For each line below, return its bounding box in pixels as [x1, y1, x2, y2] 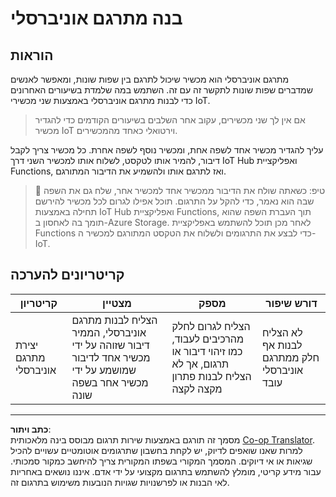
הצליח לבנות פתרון [171, 369, 252, 383]
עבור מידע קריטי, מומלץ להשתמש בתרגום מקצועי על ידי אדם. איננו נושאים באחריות [10, 465, 322, 477]
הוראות [10, 47, 54, 64]
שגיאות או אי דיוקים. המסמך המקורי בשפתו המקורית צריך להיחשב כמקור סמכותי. [10, 455, 313, 467]
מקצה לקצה [171, 382, 223, 396]
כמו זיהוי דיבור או [171, 344, 243, 358]
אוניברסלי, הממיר [71, 325, 147, 339]
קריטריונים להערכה [10, 267, 125, 284]
